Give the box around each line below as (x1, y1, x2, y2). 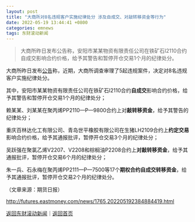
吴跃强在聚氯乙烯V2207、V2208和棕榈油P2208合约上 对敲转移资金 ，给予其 (6, 146, 188, 153)
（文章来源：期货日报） (6, 186, 63, 193)
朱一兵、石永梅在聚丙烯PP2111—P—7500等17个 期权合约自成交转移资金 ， (6, 166, 182, 173)
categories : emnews (6, 25, 54, 31)
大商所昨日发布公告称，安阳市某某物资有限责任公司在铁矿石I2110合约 (20, 48, 187, 55)
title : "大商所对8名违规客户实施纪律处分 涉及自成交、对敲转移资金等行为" (6, 14, 166, 20)
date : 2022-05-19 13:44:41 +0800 (6, 19, 88, 25)
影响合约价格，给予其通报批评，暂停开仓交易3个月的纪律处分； (6, 134, 159, 141)
